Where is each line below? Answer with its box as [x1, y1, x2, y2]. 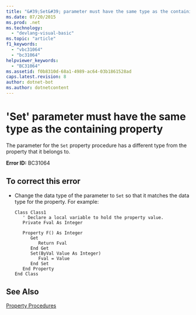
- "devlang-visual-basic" [11, 30, 75, 36]
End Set [30, 261, 49, 266]
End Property [22, 266, 54, 272]
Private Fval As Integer [22, 220, 83, 225]
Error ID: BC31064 [6, 159, 51, 166]
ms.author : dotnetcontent [6, 85, 69, 91]
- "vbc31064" [11, 47, 43, 53]
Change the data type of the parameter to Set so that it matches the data [14, 191, 190, 199]
